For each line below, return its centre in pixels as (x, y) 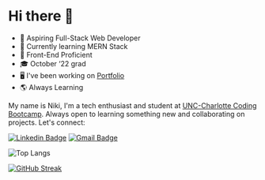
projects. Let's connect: (47, 122)
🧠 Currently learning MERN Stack (74, 46)
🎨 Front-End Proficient (56, 54)
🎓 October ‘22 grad (53, 63)
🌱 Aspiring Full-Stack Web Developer (80, 38)
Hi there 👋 (41, 16)
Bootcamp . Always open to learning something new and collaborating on (127, 114)
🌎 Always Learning (51, 87)
